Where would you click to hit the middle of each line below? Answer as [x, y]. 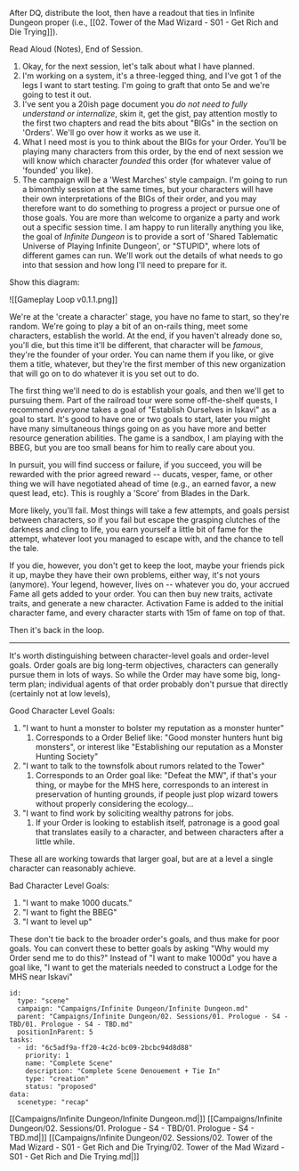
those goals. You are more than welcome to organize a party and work [151, 218]
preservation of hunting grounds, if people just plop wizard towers [157, 794]
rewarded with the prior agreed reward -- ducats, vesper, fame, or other [141, 474]
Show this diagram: [44, 282]
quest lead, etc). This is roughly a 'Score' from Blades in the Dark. [130, 493]
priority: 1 [47, 1055]
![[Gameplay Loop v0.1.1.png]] [64, 299]
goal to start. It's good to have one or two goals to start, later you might [140, 419]
